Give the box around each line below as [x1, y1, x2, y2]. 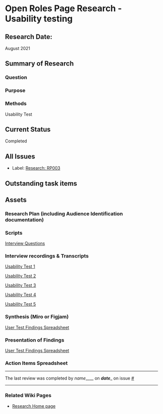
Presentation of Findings [5, 336, 65, 343]
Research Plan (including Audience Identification [5, 210, 123, 217]
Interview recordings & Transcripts [5, 253, 89, 259]
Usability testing [5, 13, 73, 24]
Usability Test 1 [5, 263, 35, 270]
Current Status [5, 125, 51, 134]
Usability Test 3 [5, 282, 36, 288]
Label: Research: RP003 [12, 165, 61, 171]
